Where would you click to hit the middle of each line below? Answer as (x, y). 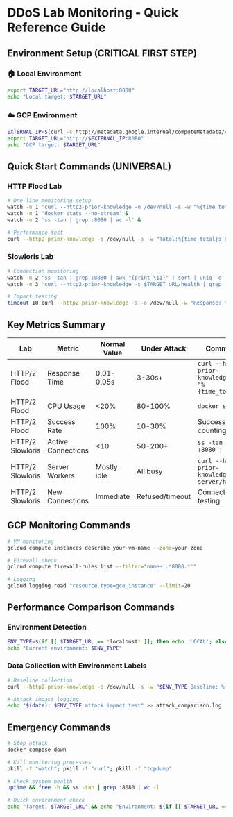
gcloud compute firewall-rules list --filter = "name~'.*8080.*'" (102, 567)
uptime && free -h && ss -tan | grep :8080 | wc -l (84, 788)
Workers (61, 475)
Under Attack (164, 348)
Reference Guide (57, 27)
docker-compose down (37, 750)
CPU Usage (66, 406)
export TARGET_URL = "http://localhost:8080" (71, 90)
